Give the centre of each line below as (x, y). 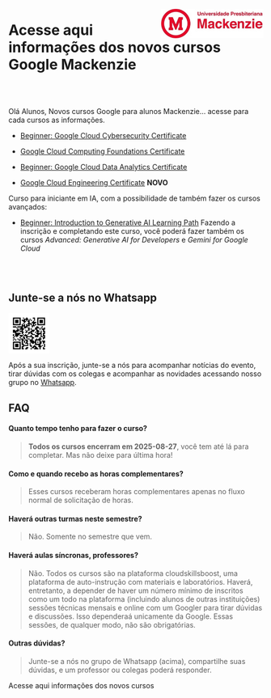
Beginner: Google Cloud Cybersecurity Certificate (103, 135)
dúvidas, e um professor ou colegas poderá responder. (120, 670)
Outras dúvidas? (37, 643)
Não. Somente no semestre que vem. (90, 537)
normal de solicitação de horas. (80, 500)
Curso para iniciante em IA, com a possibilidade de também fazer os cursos (134, 198)
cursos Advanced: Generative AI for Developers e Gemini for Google (134, 239)
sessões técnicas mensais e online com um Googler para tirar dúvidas (145, 607)
